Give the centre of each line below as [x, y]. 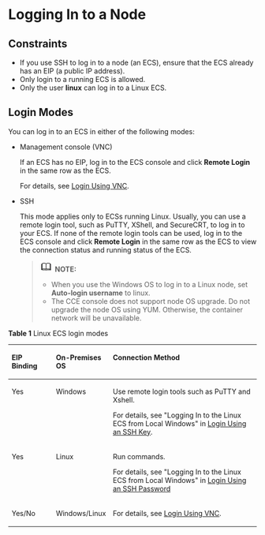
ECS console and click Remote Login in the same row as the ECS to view [138, 241]
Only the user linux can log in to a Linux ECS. [93, 88]
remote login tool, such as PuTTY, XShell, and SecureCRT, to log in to [132, 224]
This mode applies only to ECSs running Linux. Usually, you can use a [132, 216]
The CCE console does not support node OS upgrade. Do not [151, 301]
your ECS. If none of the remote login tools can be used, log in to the [131, 233]
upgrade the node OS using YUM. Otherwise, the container [147, 309]
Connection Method [146, 357]
